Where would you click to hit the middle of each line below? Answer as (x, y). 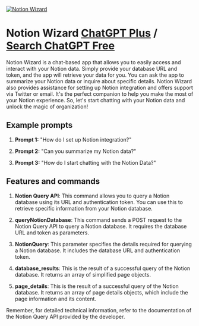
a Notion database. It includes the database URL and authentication (97, 250)
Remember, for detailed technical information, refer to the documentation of (99, 310)
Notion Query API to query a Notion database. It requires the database (101, 226)
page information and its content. (56, 299)
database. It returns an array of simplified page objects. (83, 274)
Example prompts (40, 125)
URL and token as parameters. (52, 233)
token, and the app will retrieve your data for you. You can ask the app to (95, 75)
